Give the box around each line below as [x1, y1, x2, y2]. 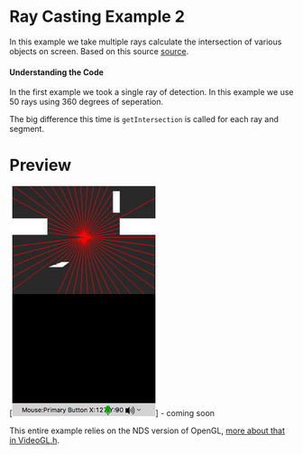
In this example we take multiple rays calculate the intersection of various [9, 36, 282, 47]
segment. [9, 124, 45, 135]
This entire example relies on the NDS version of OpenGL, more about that [9, 425, 286, 436]
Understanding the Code [9, 66, 104, 78]
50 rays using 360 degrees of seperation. [9, 97, 164, 108]
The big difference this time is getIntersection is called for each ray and [9, 114, 280, 125]
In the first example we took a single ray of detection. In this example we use [9, 87, 294, 98]
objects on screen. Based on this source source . [9, 45, 189, 56]
